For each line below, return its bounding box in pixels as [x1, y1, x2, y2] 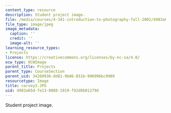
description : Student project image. [5, 12, 85, 17]
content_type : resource [5, 7, 56, 13]
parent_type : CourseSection [5, 69, 65, 74]
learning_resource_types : [5, 45, 60, 50]
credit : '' [10, 36, 33, 41]
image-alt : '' [10, 41, 40, 46]
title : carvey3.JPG [5, 83, 47, 88]
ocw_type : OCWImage [5, 60, 47, 65]
